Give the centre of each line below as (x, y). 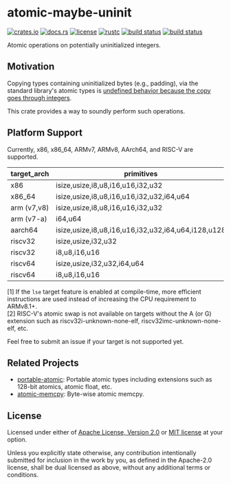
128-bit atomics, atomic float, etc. (64, 387)
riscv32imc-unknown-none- (181, 320)
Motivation (31, 67)
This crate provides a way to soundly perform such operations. (96, 111)
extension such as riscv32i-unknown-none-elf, (74, 320)
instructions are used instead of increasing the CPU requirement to (102, 299)
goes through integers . (40, 98)
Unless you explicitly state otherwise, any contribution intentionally (102, 453)
